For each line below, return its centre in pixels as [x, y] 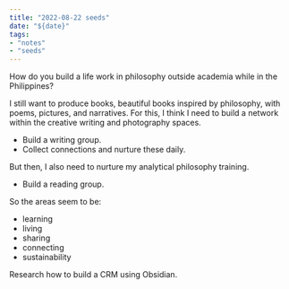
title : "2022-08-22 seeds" [59, 18]
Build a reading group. [63, 184]
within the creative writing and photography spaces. [105, 123]
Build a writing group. [62, 140]
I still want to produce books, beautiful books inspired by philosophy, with [145, 103]
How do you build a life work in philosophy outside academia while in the [144, 76]
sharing [36, 238]
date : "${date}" [39, 26]
